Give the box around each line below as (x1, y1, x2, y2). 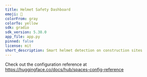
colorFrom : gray (5, 16, 38, 21)
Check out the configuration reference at (5, 61, 87, 67)
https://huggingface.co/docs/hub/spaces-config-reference (5, 66, 124, 72)
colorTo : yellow (5, 20, 38, 26)
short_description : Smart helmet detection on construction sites (5, 48, 143, 53)
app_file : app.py (5, 35, 40, 39)
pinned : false (5, 39, 34, 44)
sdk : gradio (5, 25, 29, 30)
